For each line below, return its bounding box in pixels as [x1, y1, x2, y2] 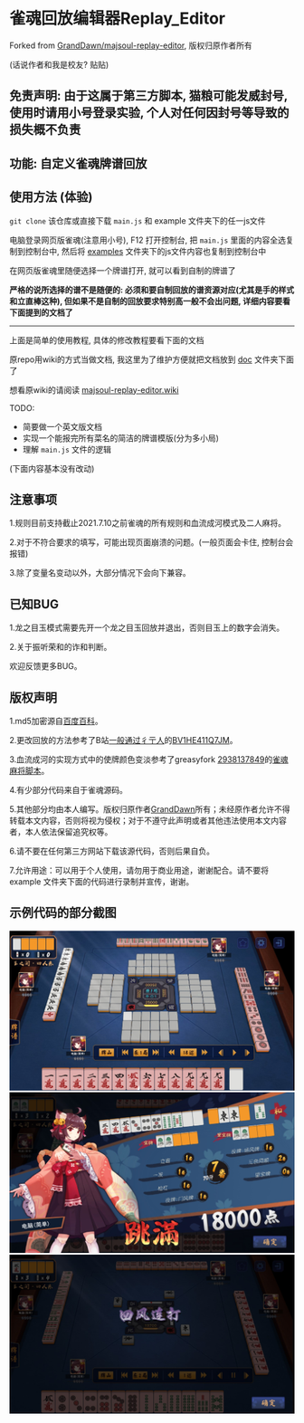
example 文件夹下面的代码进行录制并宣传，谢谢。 [9, 875, 195, 887]
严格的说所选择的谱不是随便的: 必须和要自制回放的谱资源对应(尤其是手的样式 [9, 284, 295, 295]
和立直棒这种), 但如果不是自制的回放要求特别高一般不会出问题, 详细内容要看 [9, 295, 291, 306]
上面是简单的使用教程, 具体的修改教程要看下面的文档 [9, 334, 204, 345]
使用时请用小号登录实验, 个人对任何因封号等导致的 [9, 105, 290, 120]
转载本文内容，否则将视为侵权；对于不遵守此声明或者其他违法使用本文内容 [9, 815, 287, 826]
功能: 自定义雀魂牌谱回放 [9, 156, 147, 171]
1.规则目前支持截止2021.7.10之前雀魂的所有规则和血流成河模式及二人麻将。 [9, 518, 287, 529]
